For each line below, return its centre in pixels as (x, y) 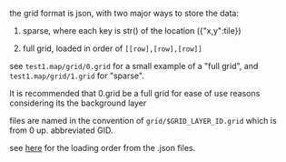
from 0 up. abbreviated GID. (61, 130)
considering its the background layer (78, 103)
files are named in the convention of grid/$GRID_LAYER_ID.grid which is (143, 121)
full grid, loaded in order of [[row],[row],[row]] (112, 48)
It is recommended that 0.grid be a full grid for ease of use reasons (135, 93)
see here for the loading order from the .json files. (103, 148)
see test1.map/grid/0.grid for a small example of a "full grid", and (134, 66)
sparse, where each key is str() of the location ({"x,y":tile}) (132, 30)
